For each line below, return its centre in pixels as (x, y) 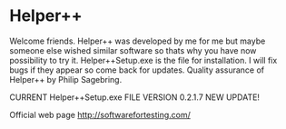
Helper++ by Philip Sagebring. (66, 79)
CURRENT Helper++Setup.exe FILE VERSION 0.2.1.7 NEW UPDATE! (135, 97)
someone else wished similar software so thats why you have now (133, 50)
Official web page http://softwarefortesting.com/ (100, 114)
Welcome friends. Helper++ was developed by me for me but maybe (138, 41)
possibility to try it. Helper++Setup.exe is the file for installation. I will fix (143, 60)
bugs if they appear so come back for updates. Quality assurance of (137, 70)
